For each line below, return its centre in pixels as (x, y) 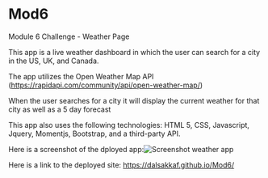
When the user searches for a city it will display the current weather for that (134, 100)
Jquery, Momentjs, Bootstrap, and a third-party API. (94, 133)
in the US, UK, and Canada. (54, 61)
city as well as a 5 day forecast (60, 109)
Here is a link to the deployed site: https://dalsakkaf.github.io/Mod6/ (121, 165)
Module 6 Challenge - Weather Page (69, 36)
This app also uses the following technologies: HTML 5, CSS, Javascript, (129, 125)
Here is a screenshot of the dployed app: (76, 149)
